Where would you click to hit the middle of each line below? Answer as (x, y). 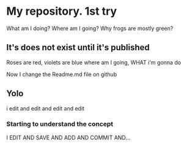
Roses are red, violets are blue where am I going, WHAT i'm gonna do (94, 62)
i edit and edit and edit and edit (45, 108)
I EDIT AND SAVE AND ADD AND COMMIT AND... (68, 137)
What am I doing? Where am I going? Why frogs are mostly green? (90, 28)
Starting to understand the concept (60, 124)
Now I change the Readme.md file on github (62, 74)
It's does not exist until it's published (78, 48)
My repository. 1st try (62, 11)
